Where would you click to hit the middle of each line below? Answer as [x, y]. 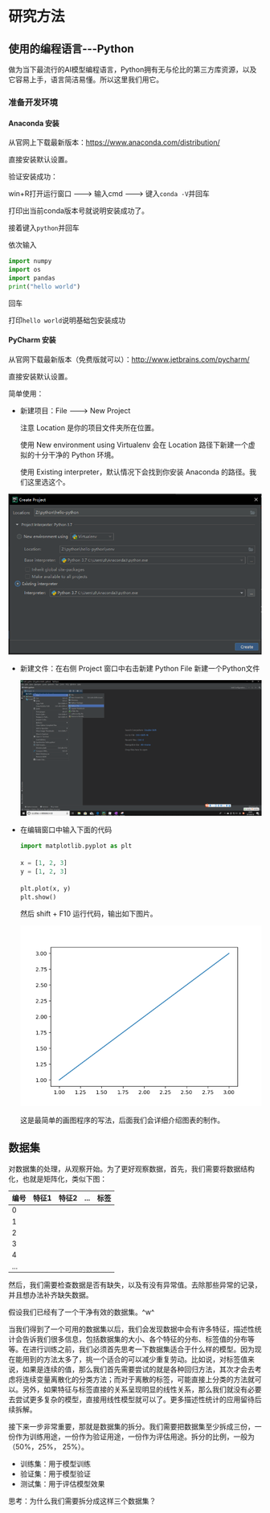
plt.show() [38, 897]
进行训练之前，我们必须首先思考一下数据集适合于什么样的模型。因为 [142, 1349]
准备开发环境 [33, 102]
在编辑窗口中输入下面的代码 [66, 830]
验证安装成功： [33, 177]
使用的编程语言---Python [71, 49]
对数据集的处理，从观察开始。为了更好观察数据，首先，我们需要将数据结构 [131, 1169]
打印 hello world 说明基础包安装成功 [67, 320]
